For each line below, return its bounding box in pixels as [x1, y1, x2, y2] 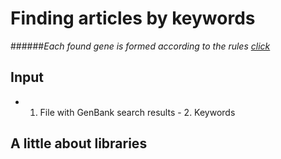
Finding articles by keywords [10, 7, 256, 30]
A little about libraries [10, 135, 148, 152]
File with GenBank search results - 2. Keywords [39, 106, 236, 118]
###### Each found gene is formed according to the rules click [10, 40, 271, 52]
